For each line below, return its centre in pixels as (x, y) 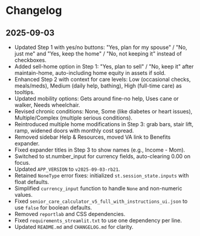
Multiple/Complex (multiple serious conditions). (73, 118)
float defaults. (32, 182)
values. (23, 195)
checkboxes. (30, 60)
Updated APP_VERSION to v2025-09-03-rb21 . (67, 169)
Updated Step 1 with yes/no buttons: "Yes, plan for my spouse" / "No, (101, 47)
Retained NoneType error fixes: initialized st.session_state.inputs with (102, 175)
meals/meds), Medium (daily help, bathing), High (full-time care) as (98, 86)
